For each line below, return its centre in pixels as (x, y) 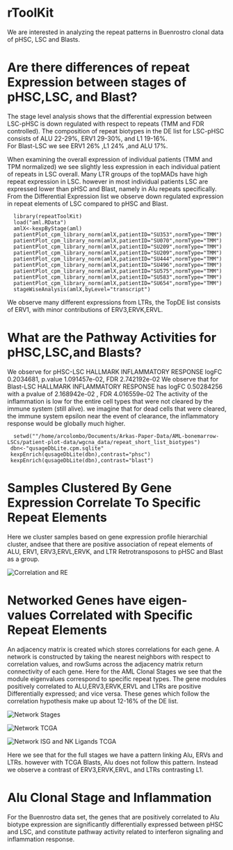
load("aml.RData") (40, 222)
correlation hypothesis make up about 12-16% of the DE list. (93, 701)
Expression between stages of (97, 82)
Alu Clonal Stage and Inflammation (110, 798)
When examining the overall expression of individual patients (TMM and (110, 159)
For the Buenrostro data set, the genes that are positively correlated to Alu (113, 817)
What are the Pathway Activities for (112, 338)
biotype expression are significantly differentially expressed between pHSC (115, 824)
